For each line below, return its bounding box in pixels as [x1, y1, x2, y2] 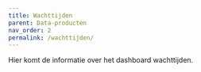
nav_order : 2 [8, 26, 52, 34]
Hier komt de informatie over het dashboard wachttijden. [8, 55, 194, 65]
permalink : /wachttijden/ [8, 33, 94, 42]
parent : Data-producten [8, 19, 87, 27]
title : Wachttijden [8, 11, 73, 20]
